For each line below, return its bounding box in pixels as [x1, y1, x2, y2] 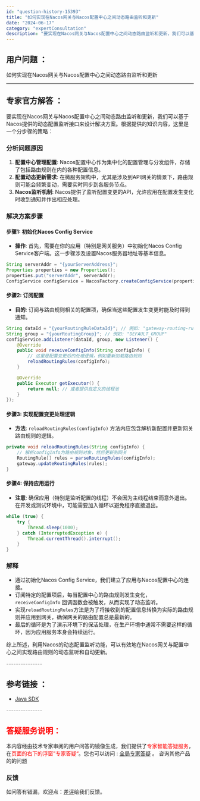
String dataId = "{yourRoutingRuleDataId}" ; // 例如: [6, 325, 141, 331]
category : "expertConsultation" [6, 25, 86, 32]
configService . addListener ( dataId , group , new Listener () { [6, 337, 159, 343]
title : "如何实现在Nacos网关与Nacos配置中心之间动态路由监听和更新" [6, 14, 159, 20]
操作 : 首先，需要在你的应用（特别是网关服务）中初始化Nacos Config [14, 242, 182, 250]
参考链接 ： [6, 679, 48, 689]
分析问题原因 [6, 144, 43, 152]
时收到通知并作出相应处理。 [14, 196, 83, 203]
